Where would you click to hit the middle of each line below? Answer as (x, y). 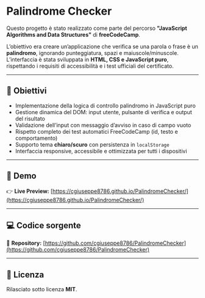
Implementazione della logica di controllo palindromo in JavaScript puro (106, 106)
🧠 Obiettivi (27, 91)
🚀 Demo (21, 176)
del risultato (30, 118)
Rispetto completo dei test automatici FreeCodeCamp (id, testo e (96, 131)
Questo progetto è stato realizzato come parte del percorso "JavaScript (97, 28)
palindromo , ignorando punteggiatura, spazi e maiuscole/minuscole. (92, 53)
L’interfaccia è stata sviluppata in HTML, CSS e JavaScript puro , (88, 59)
